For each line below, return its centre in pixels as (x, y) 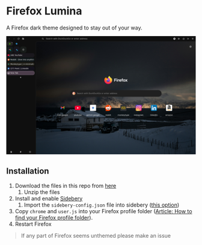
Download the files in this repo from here (66, 186)
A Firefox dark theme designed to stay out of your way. (74, 28)
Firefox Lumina (44, 11)
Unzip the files (42, 192)
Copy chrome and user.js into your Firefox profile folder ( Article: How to (103, 211)
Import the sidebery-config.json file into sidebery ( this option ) (102, 205)
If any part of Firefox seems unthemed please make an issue (96, 235)
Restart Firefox (33, 224)
